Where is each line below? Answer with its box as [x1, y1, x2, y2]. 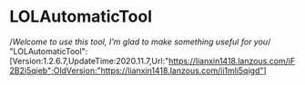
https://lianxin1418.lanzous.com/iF [168, 55, 296, 66]
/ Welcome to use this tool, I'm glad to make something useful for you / [9, 36, 271, 47]
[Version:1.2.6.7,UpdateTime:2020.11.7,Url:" [9, 55, 169, 66]
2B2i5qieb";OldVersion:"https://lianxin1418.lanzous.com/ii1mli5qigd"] [9, 65, 267, 76]
